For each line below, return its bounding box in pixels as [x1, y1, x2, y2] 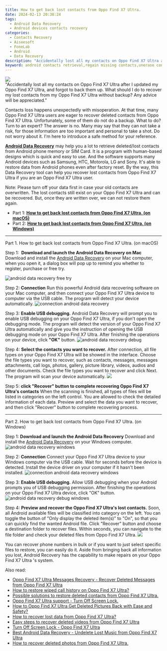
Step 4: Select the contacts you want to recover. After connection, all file [5, 346, 157, 352]
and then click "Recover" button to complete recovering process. [5, 404, 138, 411]
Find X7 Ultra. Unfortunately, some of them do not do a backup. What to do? [5, 117, 162, 123]
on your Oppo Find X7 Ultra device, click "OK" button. [5, 490, 115, 496]
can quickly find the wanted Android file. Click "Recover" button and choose [5, 521, 162, 527]
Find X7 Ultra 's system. [5, 557, 54, 563]
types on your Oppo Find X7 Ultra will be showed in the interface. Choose [5, 352, 156, 358]
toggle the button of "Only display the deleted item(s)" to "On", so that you [5, 516, 158, 522]
